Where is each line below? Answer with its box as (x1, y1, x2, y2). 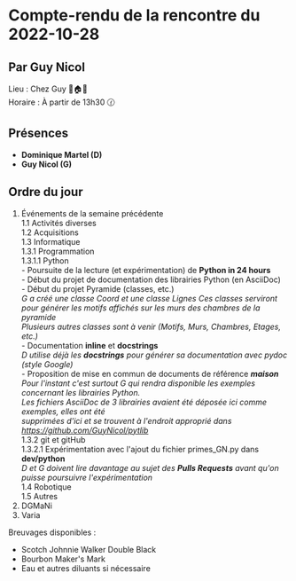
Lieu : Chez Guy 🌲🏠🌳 (8, 83, 88, 94)
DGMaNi (20, 500, 52, 511)
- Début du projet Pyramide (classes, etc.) (20, 283, 175, 294)
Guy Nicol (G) (20, 159, 73, 169)
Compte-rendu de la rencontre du (8, 5, 261, 26)
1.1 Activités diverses (20, 217, 97, 228)
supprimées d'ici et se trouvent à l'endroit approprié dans (20, 415, 232, 426)
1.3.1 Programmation (20, 246, 95, 256)
